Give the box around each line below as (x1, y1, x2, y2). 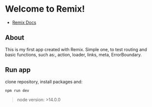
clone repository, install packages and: (5, 79, 83, 85)
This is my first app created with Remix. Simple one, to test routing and (5, 46, 147, 52)
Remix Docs (12, 19, 37, 25)
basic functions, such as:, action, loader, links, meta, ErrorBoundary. (5, 52, 142, 57)
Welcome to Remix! (5, 3, 85, 15)
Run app (5, 66, 31, 74)
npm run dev (5, 88, 29, 93)
